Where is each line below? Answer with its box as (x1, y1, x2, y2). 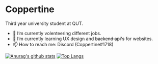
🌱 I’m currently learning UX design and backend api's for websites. (12, 36, 153, 42)
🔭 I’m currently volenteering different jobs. (12, 30, 101, 36)
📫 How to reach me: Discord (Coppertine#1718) (12, 41, 114, 47)
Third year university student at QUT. (5, 20, 83, 26)
